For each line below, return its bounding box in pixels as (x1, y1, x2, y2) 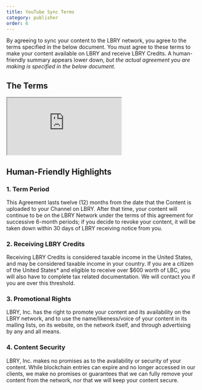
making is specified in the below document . (6, 63, 116, 70)
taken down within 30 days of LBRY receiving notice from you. (6, 224, 163, 232)
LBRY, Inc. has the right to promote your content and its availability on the (6, 308, 190, 316)
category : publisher (6, 15, 59, 21)
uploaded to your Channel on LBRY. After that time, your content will (6, 205, 178, 212)
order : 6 (6, 20, 29, 26)
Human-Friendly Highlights (6, 166, 112, 177)
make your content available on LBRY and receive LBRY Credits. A (6, 50, 172, 57)
